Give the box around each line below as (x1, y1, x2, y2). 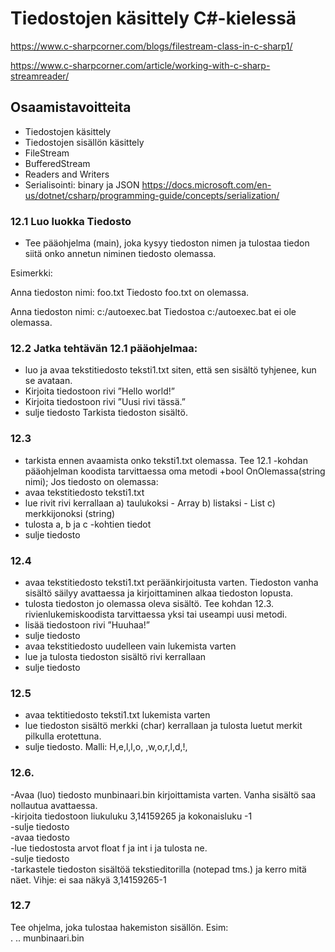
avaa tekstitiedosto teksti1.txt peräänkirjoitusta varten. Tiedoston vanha (24, 576, 319, 588)
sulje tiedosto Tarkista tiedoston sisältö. (24, 407, 188, 419)
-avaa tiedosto (10, 831, 70, 843)
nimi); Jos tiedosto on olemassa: (24, 475, 159, 487)
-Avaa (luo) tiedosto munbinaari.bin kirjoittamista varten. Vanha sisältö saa (10, 788, 317, 801)
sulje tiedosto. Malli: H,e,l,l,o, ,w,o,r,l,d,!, (24, 741, 188, 753)
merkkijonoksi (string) (24, 507, 116, 519)
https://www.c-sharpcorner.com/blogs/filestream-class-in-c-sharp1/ (10, 40, 293, 52)
